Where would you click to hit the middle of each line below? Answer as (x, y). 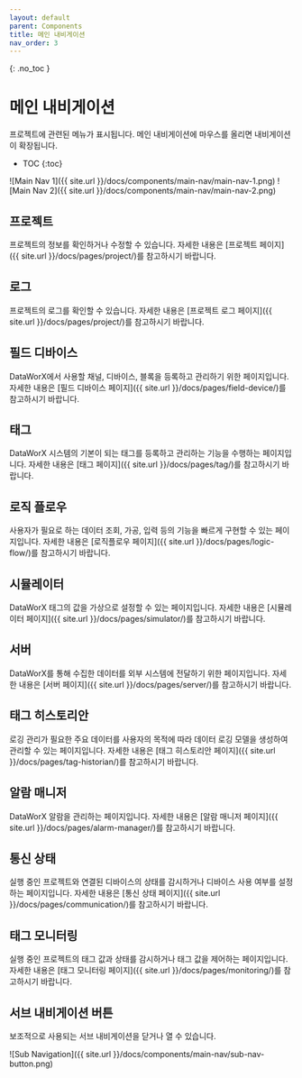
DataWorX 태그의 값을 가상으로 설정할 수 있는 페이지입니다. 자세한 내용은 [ (140, 608)
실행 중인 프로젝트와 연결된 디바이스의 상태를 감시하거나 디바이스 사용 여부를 (143, 882)
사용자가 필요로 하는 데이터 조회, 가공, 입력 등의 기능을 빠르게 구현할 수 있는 (141, 530)
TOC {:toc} (42, 164)
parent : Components (46, 26)
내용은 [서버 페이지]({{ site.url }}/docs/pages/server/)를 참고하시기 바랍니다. (155, 684)
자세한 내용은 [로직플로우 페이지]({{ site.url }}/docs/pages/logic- (159, 542)
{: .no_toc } (30, 69)
